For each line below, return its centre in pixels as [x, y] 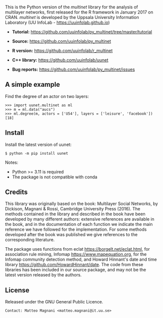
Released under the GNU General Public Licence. [54, 302]
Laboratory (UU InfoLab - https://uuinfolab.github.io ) [57, 22]
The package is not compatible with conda [55, 177]
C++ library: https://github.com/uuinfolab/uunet [60, 60]
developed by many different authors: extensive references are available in [80, 219]
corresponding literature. [30, 240]
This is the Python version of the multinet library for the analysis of [72, 7]
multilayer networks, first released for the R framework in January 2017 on [79, 12]
